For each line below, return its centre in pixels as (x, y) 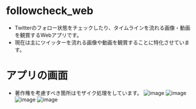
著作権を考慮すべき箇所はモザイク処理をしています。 (78, 93)
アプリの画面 (37, 76)
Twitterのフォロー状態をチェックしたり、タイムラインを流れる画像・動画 (102, 28)
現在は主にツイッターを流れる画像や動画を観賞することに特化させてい (99, 42)
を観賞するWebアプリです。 (48, 35)
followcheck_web (50, 11)
